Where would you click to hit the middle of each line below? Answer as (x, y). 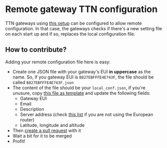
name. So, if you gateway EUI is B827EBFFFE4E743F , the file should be (83, 77)
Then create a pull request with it (47, 130)
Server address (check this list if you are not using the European (87, 114)
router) (27, 120)
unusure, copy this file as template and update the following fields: (81, 93)
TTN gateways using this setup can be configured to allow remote (74, 23)
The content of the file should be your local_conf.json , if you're (79, 88)
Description (32, 109)
